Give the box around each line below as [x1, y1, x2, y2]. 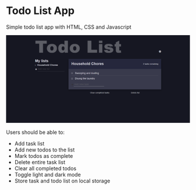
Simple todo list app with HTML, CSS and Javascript [6, 23, 132, 30]
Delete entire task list [14, 158, 65, 165]
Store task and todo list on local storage [14, 177, 111, 184]
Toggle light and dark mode [14, 171, 81, 178]
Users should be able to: [6, 129, 65, 136]
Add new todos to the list [14, 146, 75, 153]
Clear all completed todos [14, 165, 77, 172]
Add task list [14, 140, 45, 147]
